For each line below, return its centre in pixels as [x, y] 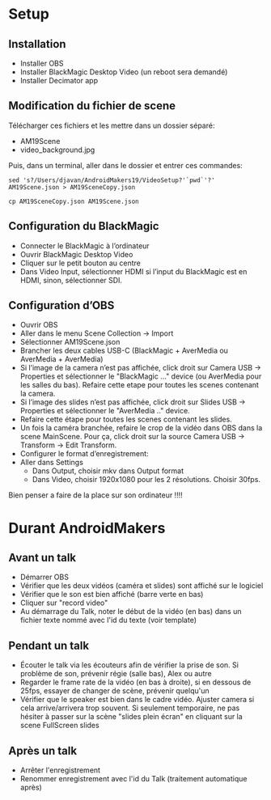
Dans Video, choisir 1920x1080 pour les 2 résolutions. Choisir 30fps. [146, 480]
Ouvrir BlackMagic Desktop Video [76, 254]
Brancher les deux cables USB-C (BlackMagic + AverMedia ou [124, 351]
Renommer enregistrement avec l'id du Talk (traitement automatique [133, 779]
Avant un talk [42, 558]
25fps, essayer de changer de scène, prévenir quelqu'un [115, 691]
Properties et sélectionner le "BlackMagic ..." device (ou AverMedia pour [141, 376]
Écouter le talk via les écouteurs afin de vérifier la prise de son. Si [129, 665]
